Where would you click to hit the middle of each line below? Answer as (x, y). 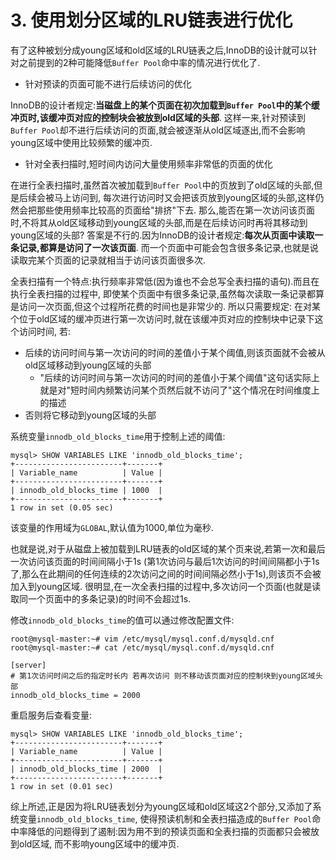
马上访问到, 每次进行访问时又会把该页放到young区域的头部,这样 (184, 197)
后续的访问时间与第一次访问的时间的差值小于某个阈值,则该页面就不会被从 (175, 352)
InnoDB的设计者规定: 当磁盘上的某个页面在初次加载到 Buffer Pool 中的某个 (161, 105)
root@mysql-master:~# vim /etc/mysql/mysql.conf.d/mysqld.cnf (142, 639)
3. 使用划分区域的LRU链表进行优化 (151, 20)
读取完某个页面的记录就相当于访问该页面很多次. (108, 260)
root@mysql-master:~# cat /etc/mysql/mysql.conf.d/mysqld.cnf (142, 647)
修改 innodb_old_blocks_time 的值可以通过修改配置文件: (122, 620)
